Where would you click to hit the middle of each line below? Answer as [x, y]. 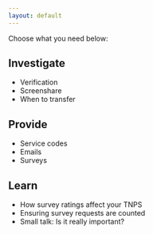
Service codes [43, 143]
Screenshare [41, 91]
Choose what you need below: [58, 38]
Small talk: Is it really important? [72, 222]
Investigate [37, 63]
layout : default [35, 16]
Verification [39, 82]
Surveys [33, 161]
